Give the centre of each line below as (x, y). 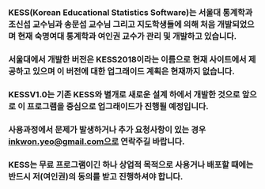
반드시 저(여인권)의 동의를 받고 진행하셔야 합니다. (96, 176)
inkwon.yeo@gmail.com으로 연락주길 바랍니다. (97, 142)
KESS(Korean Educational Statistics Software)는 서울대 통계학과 (131, 12)
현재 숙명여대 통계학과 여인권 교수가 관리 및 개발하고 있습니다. (127, 36)
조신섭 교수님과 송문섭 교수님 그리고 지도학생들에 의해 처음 (112, 24)
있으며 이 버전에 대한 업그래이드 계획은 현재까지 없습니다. (134, 71)
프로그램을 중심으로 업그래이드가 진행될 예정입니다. (117, 106)
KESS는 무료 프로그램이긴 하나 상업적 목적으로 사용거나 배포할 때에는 (131, 164)
